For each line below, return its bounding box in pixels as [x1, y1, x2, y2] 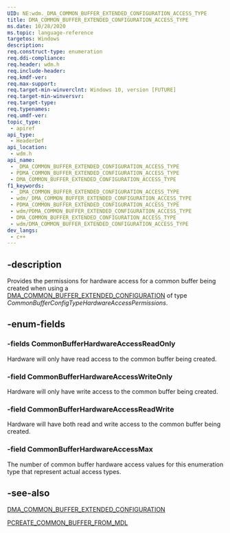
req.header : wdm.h [7, 61, 60, 68]
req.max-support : [7, 80, 57, 87]
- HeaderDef [10, 138, 45, 145]
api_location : [7, 144, 48, 151]
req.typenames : [7, 106, 51, 112]
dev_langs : [7, 227, 38, 234]
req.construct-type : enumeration [7, 49, 103, 56]
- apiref [10, 125, 36, 132]
